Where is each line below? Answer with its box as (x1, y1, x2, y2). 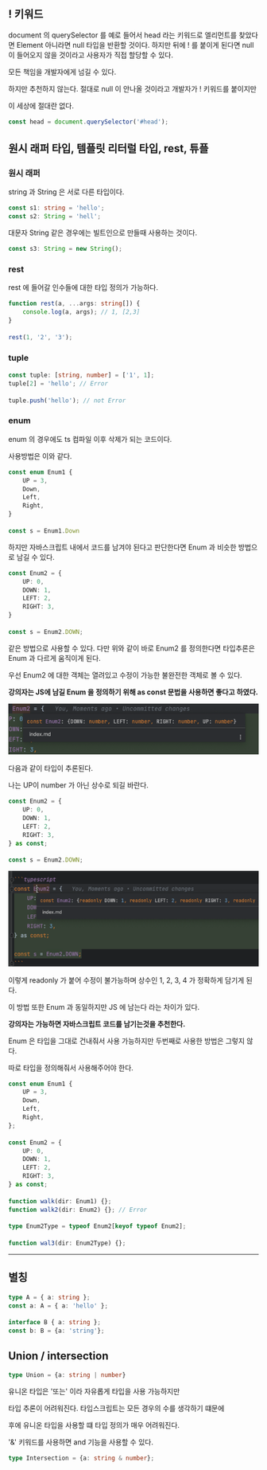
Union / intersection (8, 1349, 109, 1362)
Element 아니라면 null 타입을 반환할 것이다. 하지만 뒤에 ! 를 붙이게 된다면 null (16, 40, 254, 49)
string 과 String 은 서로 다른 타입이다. (8, 187, 125, 197)
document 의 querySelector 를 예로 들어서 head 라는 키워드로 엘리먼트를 (8, 30, 237, 40)
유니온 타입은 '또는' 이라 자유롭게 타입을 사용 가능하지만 (8, 1386, 180, 1396)
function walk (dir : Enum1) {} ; (8, 1197, 112, 1205)
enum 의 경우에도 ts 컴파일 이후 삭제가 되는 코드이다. (8, 434, 172, 444)
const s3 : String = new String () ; (8, 245, 123, 253)
